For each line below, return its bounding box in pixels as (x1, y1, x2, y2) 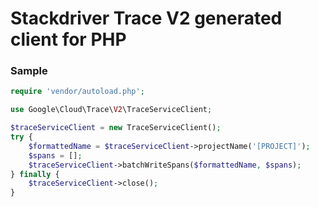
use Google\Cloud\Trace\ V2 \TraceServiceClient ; (10, 105, 213, 115)
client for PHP (10, 28, 127, 51)
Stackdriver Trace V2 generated (10, 7, 283, 30)
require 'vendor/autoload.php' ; (10, 87, 145, 97)
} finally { (10, 169, 60, 179)
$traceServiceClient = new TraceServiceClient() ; (10, 123, 222, 133)
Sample (10, 64, 48, 78)
